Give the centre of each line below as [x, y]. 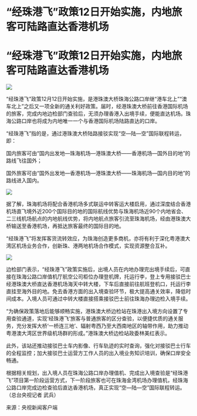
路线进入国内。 [24, 180]
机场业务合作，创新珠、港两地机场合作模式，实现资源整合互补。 [93, 246]
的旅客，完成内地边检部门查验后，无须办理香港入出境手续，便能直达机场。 [96, 114]
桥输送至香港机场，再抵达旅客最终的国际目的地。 [65, 226]
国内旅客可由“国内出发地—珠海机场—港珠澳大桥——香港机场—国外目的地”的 [98, 153]
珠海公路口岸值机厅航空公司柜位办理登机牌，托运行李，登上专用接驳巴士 [103, 277]
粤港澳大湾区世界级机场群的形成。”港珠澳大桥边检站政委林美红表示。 [88, 333]
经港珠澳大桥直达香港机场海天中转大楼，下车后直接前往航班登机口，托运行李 [98, 284]
